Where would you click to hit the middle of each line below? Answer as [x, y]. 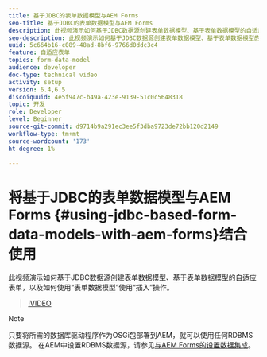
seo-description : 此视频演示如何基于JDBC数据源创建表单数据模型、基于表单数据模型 [132, 38]
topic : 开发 [27, 104]
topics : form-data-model [49, 60]
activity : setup [35, 82]
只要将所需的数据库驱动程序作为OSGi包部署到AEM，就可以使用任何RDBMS [131, 336]
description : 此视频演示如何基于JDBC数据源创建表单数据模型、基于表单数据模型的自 [130, 30]
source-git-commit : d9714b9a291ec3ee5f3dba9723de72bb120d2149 [113, 126]
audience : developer [43, 68]
